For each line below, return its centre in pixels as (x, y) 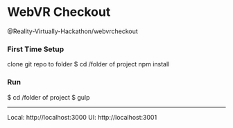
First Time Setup (36, 49)
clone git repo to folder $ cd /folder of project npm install (88, 64)
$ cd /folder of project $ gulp (49, 97)
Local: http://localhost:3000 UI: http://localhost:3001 (82, 117)
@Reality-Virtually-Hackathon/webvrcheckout (73, 31)
